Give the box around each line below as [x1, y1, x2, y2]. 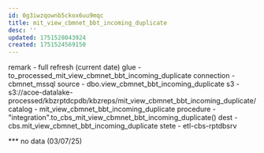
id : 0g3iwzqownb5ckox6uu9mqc [8, 11, 104, 20]
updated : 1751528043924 [8, 33, 87, 42]
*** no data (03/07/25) [8, 136, 83, 146]
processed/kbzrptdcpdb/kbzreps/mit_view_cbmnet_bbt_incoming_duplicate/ [8, 96, 256, 106]
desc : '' [8, 26, 37, 34]
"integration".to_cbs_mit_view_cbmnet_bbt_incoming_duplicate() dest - [8, 113, 238, 122]
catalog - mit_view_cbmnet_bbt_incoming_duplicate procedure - [8, 104, 217, 114]
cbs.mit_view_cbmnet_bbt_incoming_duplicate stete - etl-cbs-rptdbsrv [8, 121, 237, 131]
